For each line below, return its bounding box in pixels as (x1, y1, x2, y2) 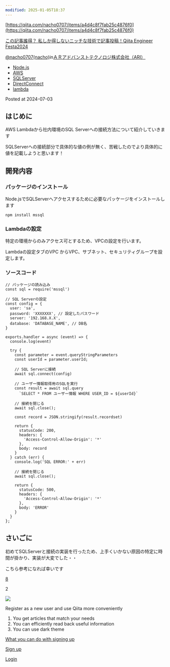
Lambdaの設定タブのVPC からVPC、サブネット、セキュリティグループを (5, 249, 158, 255)
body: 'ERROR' (18, 505, 50, 510)
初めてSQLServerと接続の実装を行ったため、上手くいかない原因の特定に (5, 548, 159, 554)
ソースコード (5, 269, 37, 277)
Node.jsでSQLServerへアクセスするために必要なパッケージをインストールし (5, 196, 165, 202)
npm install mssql (5, 213, 45, 218)
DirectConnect (12, 80, 44, 87)
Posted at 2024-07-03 (5, 96, 53, 102)
